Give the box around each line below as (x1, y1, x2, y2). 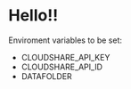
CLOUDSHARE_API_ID (20, 61, 103, 72)
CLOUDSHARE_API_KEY (20, 52, 111, 62)
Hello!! (8, 5, 59, 26)
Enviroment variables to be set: (8, 35, 122, 45)
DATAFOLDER (20, 70, 72, 81)
